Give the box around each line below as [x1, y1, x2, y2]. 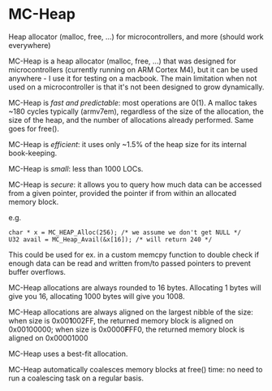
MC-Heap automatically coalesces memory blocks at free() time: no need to [8, 364, 263, 374]
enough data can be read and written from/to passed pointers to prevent [8, 258, 252, 268]
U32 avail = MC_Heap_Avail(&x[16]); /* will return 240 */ [8, 235, 213, 244]
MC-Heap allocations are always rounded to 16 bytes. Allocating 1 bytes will [8, 282, 261, 293]
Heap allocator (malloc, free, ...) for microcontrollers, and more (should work [8, 32, 264, 41]
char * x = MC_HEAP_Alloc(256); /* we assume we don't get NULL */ [8, 228, 242, 237]
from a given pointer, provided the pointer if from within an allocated [8, 188, 237, 198]
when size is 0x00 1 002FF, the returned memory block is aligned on [8, 315, 234, 325]
